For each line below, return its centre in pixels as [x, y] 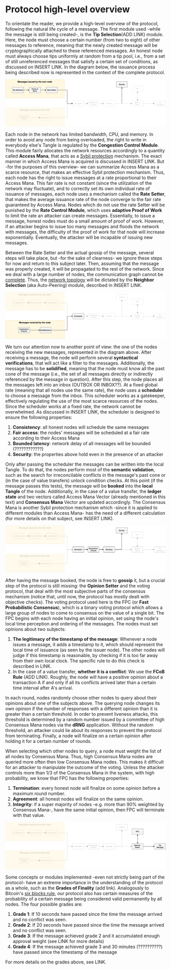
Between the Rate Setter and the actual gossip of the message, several [80, 252]
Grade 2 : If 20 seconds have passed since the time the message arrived [88, 925]
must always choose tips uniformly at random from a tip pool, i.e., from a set [85, 56]
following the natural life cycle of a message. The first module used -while [83, 29]
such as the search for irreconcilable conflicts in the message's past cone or [85, 475]
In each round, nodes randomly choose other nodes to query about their [81, 698]
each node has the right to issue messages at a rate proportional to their [81, 178]
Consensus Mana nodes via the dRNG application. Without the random [79, 725]
